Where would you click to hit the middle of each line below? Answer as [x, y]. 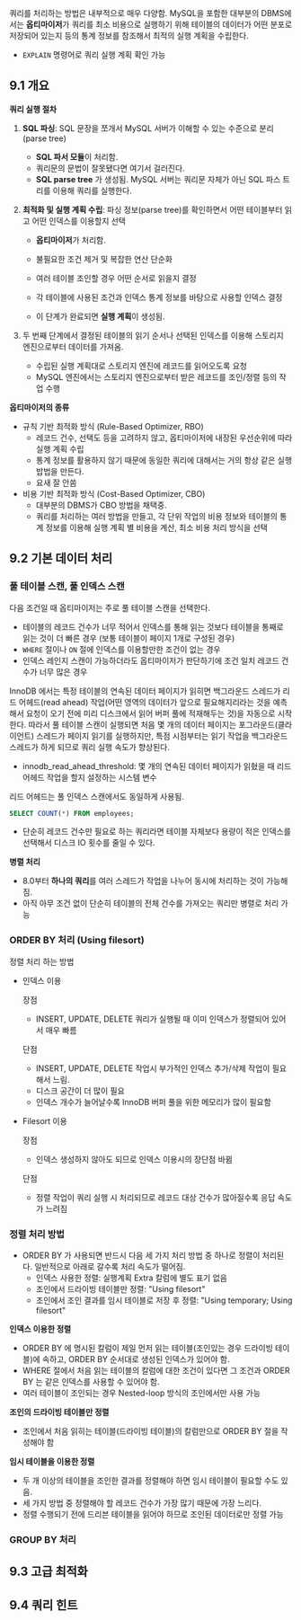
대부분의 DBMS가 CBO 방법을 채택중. [102, 505]
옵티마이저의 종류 [40, 407]
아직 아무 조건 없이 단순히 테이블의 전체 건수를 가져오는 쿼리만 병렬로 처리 [150, 903]
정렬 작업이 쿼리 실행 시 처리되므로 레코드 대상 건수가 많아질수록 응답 [155, 1197]
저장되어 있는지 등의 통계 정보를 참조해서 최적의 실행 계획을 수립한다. [129, 35]
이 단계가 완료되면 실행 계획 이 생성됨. [100, 316]
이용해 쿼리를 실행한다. [92, 190]
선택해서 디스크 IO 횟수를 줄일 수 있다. [89, 843]
